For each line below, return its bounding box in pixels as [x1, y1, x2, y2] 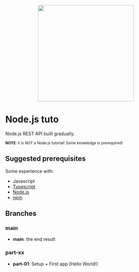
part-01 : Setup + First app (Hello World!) [12, 261, 99, 267]
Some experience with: [5, 168, 54, 174]
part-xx [5, 249, 25, 256]
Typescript [12, 183, 36, 189]
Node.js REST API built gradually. [5, 130, 75, 137]
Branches [5, 209, 37, 218]
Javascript [12, 178, 35, 184]
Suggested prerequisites [5, 154, 86, 163]
